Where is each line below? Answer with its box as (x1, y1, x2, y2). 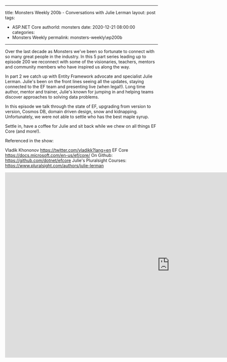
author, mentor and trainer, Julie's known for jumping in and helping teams (5, 89, 154, 95)
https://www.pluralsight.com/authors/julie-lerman (5, 163, 104, 168)
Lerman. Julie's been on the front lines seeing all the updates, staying (5, 79, 144, 84)
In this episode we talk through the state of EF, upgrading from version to (5, 103, 151, 109)
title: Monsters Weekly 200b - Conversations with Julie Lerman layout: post (5, 10, 156, 15)
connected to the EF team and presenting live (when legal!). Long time (5, 84, 146, 89)
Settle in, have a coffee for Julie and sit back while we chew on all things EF (5, 123, 157, 129)
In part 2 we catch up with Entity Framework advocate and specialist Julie (5, 73, 153, 79)
